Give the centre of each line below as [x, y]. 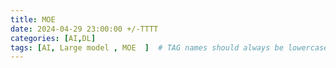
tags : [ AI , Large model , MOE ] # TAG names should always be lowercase [169, 47]
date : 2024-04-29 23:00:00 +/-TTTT [84, 29]
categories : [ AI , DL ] [53, 38]
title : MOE [33, 19]
